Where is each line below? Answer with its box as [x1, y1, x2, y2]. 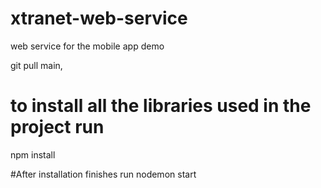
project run [10, 116, 105, 139]
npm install [10, 148, 56, 161]
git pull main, [10, 59, 63, 71]
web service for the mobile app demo [10, 40, 165, 52]
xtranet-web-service [10, 7, 188, 30]
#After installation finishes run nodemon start [10, 168, 197, 180]
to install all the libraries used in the [10, 95, 312, 117]
